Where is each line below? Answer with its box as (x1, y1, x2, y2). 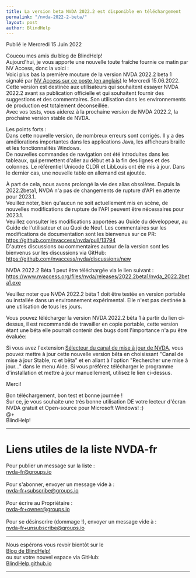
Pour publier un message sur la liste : (6, 462, 95, 469)
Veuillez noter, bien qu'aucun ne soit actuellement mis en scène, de (6, 200, 168, 207)
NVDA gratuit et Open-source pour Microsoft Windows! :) (6, 405, 144, 412)
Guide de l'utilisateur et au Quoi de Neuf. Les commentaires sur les (6, 224, 167, 231)
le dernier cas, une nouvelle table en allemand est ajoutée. (6, 169, 146, 176)
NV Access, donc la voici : (6, 65, 69, 72)
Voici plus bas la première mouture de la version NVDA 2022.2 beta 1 (6, 71, 172, 78)
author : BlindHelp (6, 25, 51, 31)
